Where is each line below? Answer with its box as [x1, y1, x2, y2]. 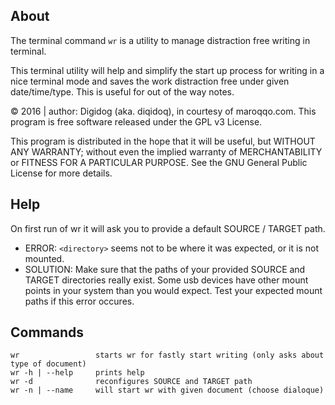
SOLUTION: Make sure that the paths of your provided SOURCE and [24, 263, 306, 275]
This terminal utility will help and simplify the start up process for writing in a [10, 64, 325, 76]
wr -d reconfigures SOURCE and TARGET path [10, 377, 253, 387]
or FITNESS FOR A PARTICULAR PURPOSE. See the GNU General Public [10, 156, 308, 168]
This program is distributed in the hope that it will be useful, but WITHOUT [10, 135, 316, 147]
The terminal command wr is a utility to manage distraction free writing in [10, 34, 311, 46]
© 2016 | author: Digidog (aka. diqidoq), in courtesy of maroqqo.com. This [10, 105, 317, 117]
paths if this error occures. [24, 295, 135, 307]
